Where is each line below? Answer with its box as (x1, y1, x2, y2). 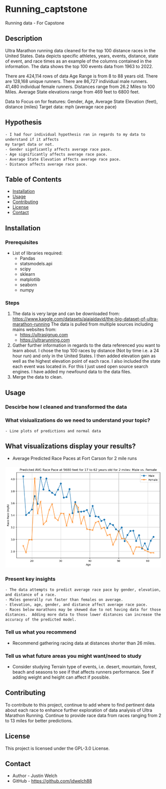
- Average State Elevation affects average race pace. (5, 157, 121, 162)
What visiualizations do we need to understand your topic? (5, 416, 151, 423)
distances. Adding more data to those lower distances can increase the (5, 612, 162, 617)
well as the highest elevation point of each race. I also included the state (12, 358, 161, 364)
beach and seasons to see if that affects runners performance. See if (12, 669, 154, 675)
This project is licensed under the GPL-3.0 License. (5, 745, 110, 751)
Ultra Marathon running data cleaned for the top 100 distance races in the (5, 47, 156, 53)
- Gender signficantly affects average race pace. (5, 147, 112, 152)
